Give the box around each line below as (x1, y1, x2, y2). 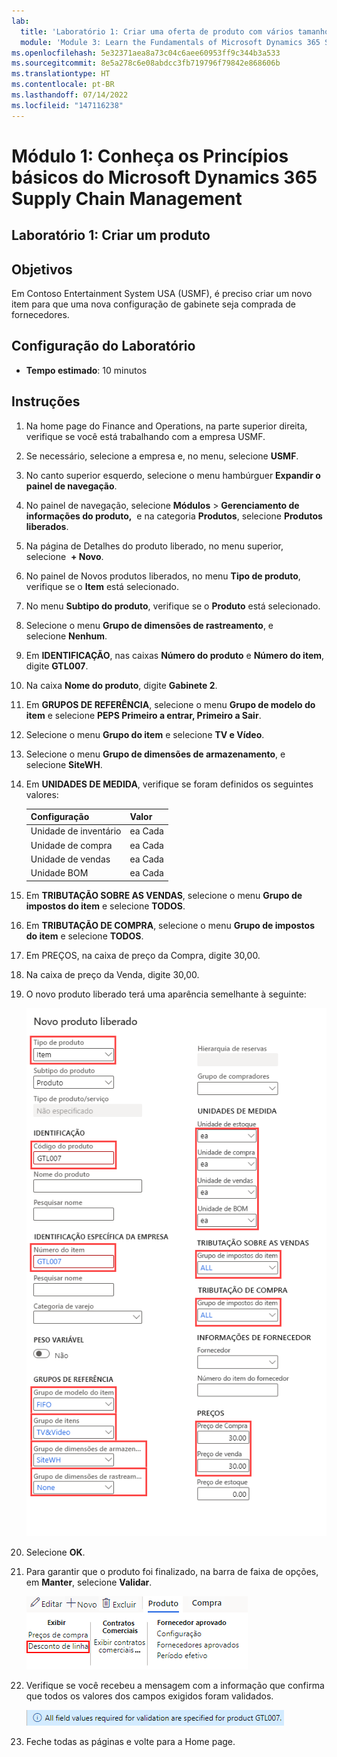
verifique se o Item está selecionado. (25, 580, 179, 592)
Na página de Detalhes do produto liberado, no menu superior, (25, 540, 284, 552)
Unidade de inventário (30, 825, 122, 837)
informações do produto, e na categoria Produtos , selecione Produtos (25, 510, 323, 522)
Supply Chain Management (11, 187, 243, 210)
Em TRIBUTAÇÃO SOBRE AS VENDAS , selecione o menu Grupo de (25, 889, 303, 901)
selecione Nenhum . (25, 630, 108, 642)
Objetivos (11, 261, 73, 278)
